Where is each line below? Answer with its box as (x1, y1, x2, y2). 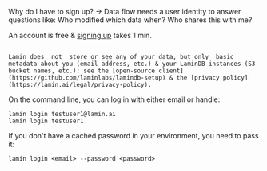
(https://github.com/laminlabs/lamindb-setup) (8, 74, 166, 82)
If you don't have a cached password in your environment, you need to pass (8, 131, 259, 140)
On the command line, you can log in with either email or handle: (8, 95, 221, 104)
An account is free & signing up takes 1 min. (8, 31, 152, 40)
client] (158, 67, 184, 75)
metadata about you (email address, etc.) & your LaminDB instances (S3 (8, 60, 256, 68)
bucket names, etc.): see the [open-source (8, 67, 156, 75)
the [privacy (176, 74, 220, 82)
